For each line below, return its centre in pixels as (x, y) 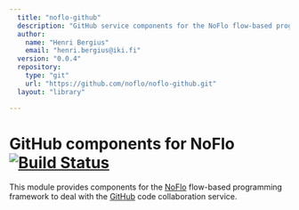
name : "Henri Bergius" (67, 42)
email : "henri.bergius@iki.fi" (83, 51)
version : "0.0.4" (49, 59)
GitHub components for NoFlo (122, 144)
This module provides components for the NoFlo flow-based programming (146, 187)
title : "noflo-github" (59, 17)
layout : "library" (52, 92)
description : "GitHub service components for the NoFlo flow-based (145, 26)
